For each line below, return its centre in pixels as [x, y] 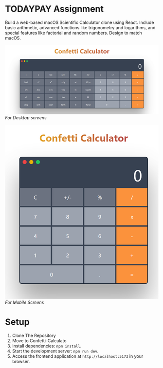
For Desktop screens [26, 118]
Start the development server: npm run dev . [55, 351]
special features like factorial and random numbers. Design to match [73, 33]
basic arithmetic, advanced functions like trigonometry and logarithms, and [80, 27]
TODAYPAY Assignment [54, 9]
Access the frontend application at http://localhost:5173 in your [78, 356]
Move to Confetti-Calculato [39, 340]
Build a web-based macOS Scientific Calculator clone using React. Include [80, 22]
